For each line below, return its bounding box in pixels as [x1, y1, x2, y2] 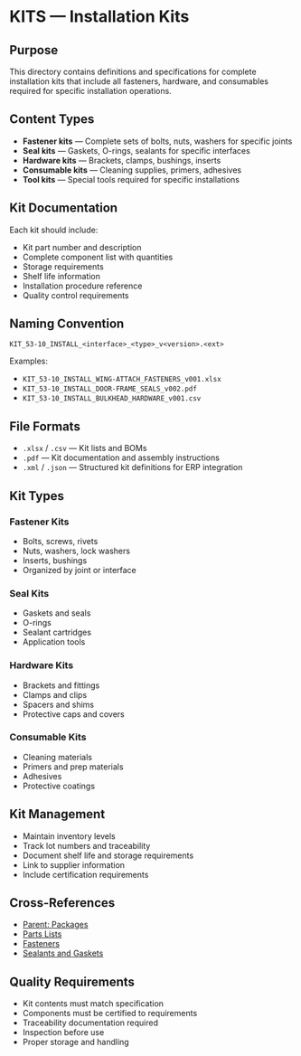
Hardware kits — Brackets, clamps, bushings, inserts [22, 155, 221, 165]
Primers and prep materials [22, 761, 124, 772]
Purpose [9, 42, 59, 58]
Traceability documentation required [22, 1017, 158, 1028]
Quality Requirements [9, 974, 136, 989]
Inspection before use [22, 1027, 105, 1038]
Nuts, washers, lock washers [22, 545, 131, 556]
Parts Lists [22, 929, 62, 939]
